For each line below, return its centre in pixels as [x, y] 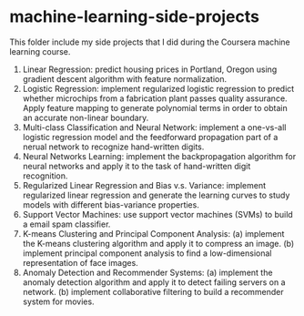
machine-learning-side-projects [134, 17]
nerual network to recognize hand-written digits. [113, 147]
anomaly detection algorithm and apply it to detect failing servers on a [154, 282]
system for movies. [58, 301]
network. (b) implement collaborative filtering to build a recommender [153, 291]
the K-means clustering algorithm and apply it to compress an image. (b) [158, 243]
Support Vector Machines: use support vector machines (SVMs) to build [157, 214]
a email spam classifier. [66, 224]
